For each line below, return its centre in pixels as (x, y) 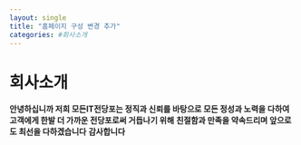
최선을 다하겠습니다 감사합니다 (72, 131)
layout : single (38, 18)
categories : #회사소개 (49, 34)
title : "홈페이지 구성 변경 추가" (65, 26)
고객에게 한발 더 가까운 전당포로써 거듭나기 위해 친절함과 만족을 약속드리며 (139, 121)
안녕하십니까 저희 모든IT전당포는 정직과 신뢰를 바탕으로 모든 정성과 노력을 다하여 (150, 109)
